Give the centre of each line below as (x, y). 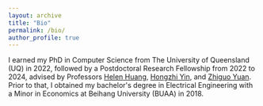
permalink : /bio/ (37, 30)
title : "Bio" (30, 23)
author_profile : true (44, 38)
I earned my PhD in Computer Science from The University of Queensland (129, 60)
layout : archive (35, 15)
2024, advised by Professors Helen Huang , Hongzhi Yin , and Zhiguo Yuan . (130, 77)
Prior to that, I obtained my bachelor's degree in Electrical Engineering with (131, 85)
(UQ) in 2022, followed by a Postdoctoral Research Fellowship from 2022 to (132, 69)
